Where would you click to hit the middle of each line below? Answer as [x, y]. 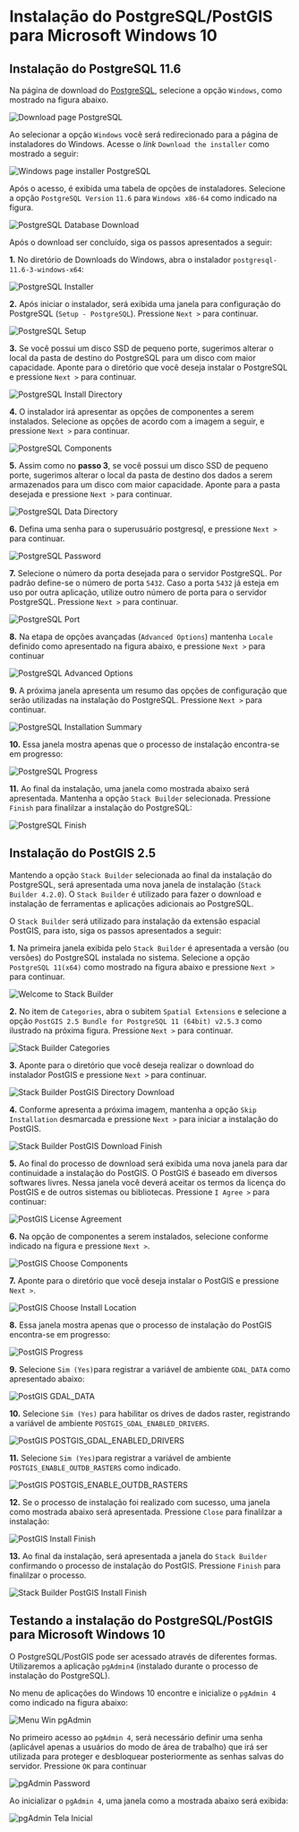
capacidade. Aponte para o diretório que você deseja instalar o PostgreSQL [149, 367]
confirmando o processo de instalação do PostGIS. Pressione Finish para [145, 1565]
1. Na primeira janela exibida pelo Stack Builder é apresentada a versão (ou [149, 948]
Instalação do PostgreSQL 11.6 [95, 69]
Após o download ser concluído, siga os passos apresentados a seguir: [141, 242]
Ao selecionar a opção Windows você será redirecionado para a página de [144, 135]
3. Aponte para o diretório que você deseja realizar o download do [132, 1065]
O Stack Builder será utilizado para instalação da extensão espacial [135, 921]
